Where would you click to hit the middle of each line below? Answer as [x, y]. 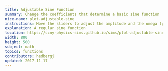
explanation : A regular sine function [45, 28]
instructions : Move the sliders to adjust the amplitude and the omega [81, 24]
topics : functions [24, 51]
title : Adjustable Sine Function [40, 10]
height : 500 [17, 42]
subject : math [20, 47]
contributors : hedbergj [30, 56]
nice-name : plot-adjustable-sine [40, 19]
